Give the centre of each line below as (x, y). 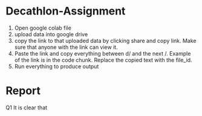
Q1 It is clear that (27, 108)
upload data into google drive (51, 34)
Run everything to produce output (57, 66)
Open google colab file (43, 28)
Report (23, 91)
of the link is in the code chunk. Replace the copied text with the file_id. (103, 60)
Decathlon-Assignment (66, 11)
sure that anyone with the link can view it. (66, 47)
